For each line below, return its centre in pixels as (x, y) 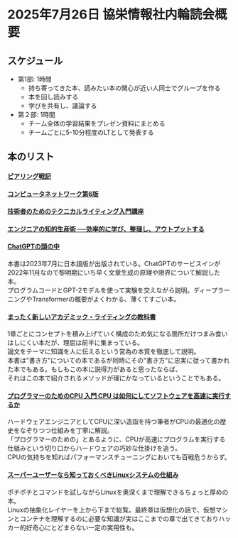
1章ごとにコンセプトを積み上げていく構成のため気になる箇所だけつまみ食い (118, 334)
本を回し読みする (53, 97)
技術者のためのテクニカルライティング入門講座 (76, 212)
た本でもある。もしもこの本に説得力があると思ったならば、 (94, 369)
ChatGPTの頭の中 (34, 246)
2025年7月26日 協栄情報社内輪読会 (111, 15)
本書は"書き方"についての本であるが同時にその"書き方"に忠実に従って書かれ (119, 361)
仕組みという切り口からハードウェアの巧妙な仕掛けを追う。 (94, 449)
